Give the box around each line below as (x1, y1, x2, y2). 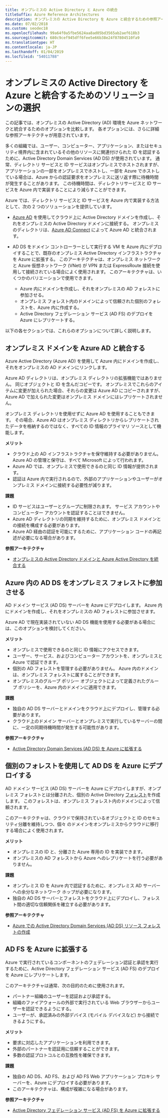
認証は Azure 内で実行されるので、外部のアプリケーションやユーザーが (12, 476, 158, 482)
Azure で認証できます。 (12, 659, 61, 665)
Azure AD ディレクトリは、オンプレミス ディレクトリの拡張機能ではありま (5, 375, 158, 381)
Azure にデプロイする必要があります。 (34, 1079, 113, 1085)
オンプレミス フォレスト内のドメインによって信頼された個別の (19, 298, 148, 304)
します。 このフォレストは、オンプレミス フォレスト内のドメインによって (5, 798, 156, 804)
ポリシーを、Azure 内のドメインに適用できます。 (18, 684, 119, 690)
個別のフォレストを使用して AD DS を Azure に (5, 762, 149, 770)
